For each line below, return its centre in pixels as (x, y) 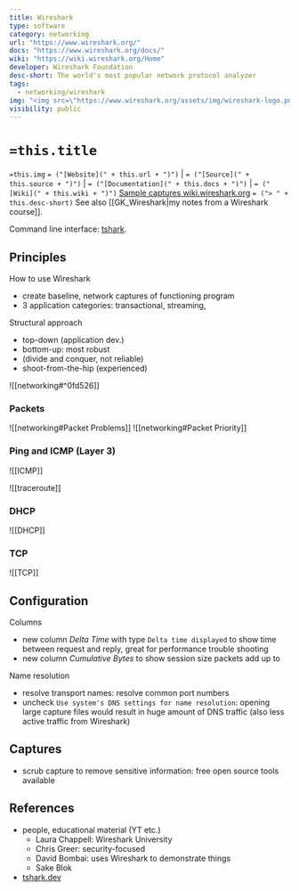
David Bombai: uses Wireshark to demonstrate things (133, 858)
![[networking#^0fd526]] (54, 385)
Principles (38, 257)
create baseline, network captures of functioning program (128, 296)
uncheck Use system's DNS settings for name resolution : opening (146, 702)
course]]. (26, 212)
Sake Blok (54, 867)
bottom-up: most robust (66, 349)
